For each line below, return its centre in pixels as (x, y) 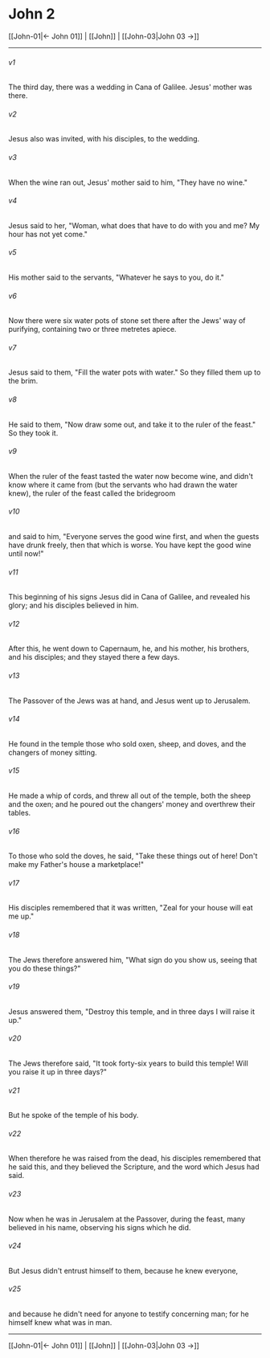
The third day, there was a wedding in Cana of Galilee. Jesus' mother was (130, 87)
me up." (21, 916)
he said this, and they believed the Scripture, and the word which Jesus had (134, 1167)
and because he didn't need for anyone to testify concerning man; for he (129, 1314)
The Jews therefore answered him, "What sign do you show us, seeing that (133, 959)
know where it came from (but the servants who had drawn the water (123, 485)
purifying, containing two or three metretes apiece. (92, 329)
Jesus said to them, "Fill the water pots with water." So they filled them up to (135, 372)
